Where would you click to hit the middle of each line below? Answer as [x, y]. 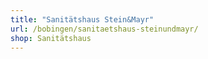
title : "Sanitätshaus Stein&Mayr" [82, 19]
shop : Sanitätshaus [51, 38]
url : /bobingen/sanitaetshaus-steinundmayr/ [104, 29]
